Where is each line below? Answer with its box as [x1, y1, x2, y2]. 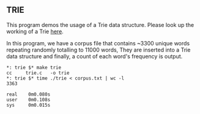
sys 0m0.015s [6, 102, 51, 108]
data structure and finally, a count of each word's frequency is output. [6, 52, 183, 60]
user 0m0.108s [6, 96, 51, 103]
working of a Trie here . [6, 28, 64, 35]
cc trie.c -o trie [6, 70, 70, 76]
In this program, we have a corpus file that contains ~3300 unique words [6, 39, 190, 47]
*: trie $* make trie [6, 64, 62, 70]
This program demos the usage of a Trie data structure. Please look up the [6, 21, 194, 28]
